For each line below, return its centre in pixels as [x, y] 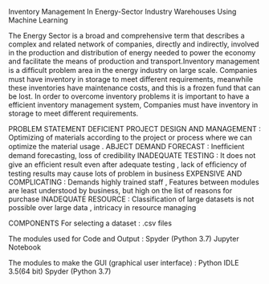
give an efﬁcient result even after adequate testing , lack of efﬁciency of [128, 164]
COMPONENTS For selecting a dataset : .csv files [90, 223]
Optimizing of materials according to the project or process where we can [130, 137]
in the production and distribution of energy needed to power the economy [132, 53]
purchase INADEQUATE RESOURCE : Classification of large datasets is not [131, 199]
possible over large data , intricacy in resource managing [102, 207]
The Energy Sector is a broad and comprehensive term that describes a [126, 36]
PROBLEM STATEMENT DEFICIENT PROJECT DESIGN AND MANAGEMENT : [134, 129]
